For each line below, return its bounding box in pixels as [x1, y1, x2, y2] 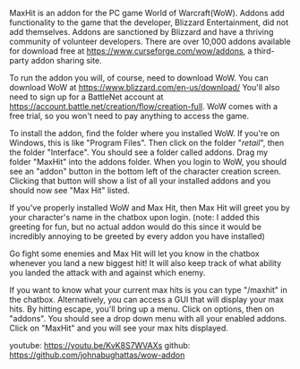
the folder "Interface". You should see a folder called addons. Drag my [9, 147, 269, 158]
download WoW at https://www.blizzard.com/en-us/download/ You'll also [9, 82, 280, 92]
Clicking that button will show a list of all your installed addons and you [9, 176, 271, 186]
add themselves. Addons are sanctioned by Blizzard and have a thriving [9, 27, 274, 37]
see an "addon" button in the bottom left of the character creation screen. [9, 166, 282, 176]
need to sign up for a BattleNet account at [9, 91, 164, 102]
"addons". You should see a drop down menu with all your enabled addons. [9, 313, 287, 323]
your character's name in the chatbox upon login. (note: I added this [9, 212, 260, 222]
